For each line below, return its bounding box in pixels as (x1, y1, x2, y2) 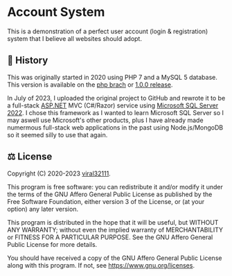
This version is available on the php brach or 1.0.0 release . (7, 80, 173, 89)
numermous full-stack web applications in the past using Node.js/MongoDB (7, 123, 224, 132)
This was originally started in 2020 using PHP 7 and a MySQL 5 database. (7, 73, 218, 81)
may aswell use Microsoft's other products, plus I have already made (7, 116, 204, 124)
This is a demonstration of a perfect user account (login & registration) (7, 27, 208, 35)
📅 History (7, 55, 48, 67)
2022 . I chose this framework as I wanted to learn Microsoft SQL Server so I (7, 108, 224, 117)
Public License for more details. (7, 240, 98, 248)
